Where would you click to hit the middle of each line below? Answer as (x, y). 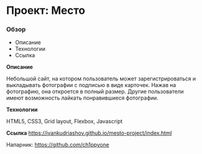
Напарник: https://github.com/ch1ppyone (58, 145)
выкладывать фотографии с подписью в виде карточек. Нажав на (91, 85)
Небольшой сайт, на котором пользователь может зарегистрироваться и (101, 79)
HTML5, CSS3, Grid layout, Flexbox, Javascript (65, 121)
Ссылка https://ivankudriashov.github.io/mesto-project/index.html (89, 133)
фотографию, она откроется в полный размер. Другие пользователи (95, 92)
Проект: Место (46, 11)
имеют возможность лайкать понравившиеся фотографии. (82, 98)
